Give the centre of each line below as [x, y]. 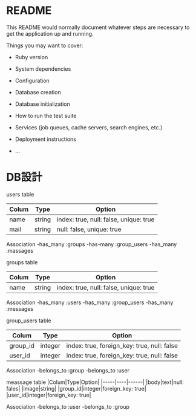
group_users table [29, 320]
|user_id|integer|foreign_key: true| [49, 395]
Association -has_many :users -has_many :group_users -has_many [90, 302]
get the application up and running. [50, 33]
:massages [20, 250]
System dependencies [43, 69]
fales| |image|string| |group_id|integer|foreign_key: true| [76, 388]
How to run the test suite [46, 115]
